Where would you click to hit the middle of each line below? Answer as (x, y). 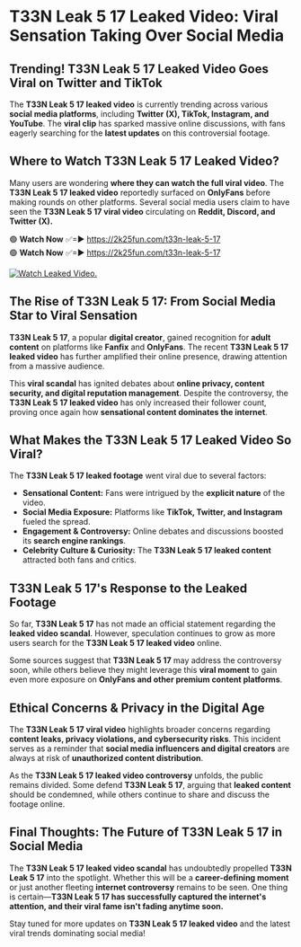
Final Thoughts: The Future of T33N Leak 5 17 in (146, 832)
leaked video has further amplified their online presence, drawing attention (148, 356)
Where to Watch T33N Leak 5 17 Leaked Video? (145, 161)
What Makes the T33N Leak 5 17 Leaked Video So (150, 441)
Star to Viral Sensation (73, 316)
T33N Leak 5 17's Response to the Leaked (128, 588)
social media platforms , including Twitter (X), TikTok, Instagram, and (139, 114)
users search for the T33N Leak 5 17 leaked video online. (115, 643)
